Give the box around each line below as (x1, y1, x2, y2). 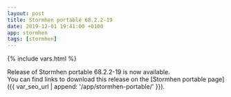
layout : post (7, 10, 45, 17)
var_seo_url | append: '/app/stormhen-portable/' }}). (16, 83, 165, 91)
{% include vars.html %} (7, 54, 77, 63)
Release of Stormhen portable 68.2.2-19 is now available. (7, 68, 171, 76)
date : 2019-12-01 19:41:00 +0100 (7, 23, 104, 30)
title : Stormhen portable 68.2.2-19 (7, 17, 113, 23)
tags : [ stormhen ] (7, 36, 57, 43)
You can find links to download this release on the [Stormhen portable (7, 75, 206, 83)
